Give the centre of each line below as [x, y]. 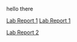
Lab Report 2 [23, 32]
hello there [20, 9]
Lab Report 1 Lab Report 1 [38, 20]
